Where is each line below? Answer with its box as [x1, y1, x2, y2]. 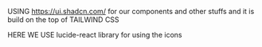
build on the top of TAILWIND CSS [7, 15, 120, 24]
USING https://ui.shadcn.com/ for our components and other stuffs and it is [7, 7, 255, 16]
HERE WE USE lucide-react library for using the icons [7, 31, 182, 39]
